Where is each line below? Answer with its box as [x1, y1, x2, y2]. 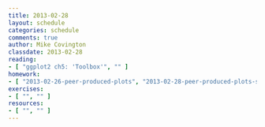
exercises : [8, 84, 44, 93]
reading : [8, 56, 37, 64]
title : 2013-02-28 [8, 11, 69, 20]
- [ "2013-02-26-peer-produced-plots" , [8, 77, 140, 85]
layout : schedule [8, 19, 65, 27]
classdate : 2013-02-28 [8, 48, 83, 56]
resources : [8, 99, 44, 107]
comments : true [8, 33, 58, 42]
